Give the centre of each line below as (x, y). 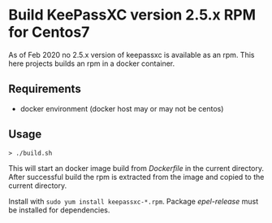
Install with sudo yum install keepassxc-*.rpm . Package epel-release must (133, 201)
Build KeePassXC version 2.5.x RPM (132, 15)
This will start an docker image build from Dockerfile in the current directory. (136, 168)
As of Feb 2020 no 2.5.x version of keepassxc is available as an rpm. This (132, 55)
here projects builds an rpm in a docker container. (92, 63)
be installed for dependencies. (59, 210)
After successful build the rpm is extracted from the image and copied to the (136, 177)
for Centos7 (49, 32)
